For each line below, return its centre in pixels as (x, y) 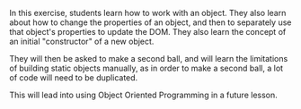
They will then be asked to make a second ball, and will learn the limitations (149, 59)
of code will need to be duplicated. (74, 78)
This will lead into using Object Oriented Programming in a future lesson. (144, 95)
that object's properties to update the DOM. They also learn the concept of (148, 32)
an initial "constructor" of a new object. (82, 41)
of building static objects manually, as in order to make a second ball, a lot (146, 68)
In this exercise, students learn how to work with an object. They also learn (148, 13)
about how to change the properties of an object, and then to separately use (150, 22)
